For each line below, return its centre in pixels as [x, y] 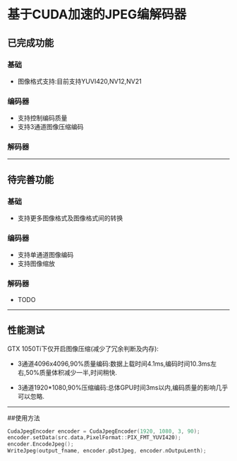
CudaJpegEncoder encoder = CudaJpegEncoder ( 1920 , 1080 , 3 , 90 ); [104, 431]
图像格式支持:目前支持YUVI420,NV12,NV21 [80, 81]
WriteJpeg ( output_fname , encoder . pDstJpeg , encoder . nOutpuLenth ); [107, 451]
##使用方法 [24, 418]
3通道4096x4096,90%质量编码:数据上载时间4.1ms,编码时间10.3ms [114, 364]
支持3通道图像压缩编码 [50, 127]
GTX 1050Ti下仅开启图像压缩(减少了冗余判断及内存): [83, 348]
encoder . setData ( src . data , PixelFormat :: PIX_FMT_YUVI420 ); [94, 438]
